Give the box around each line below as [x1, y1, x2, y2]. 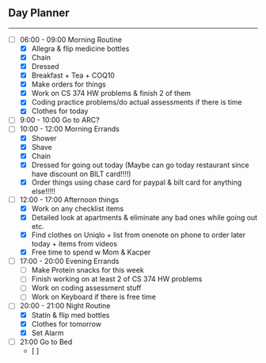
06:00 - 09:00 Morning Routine [19, 35, 123, 44]
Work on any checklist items [31, 204, 124, 213]
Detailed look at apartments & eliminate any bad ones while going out [31, 212, 258, 222]
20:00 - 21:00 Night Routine [19, 301, 111, 311]
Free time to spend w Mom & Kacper [31, 247, 151, 257]
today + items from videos [31, 239, 117, 249]
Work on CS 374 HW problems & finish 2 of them [31, 89, 192, 98]
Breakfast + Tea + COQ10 [31, 71, 115, 80]
